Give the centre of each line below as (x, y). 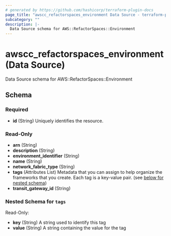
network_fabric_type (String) (44, 167)
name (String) (27, 162)
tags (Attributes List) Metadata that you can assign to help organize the (88, 172)
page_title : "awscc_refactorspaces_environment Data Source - (73, 15)
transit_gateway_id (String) (41, 189)
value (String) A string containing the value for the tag (69, 228)
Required (17, 110)
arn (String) (25, 145)
